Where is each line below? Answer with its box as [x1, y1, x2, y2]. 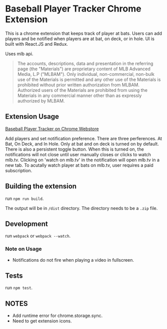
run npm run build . [5, 195, 44, 201]
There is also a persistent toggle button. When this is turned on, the [5, 146, 144, 152]
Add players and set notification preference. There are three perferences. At [5, 135, 162, 141]
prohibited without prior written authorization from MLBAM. [17, 81, 140, 88]
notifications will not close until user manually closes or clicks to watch [5, 151, 151, 157]
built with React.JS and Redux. [5, 41, 68, 47]
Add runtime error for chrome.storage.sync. [12, 312, 103, 319]
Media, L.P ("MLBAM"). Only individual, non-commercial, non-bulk [17, 71, 155, 77]
